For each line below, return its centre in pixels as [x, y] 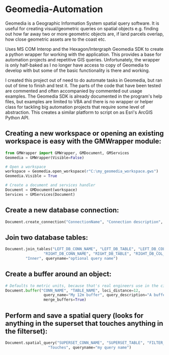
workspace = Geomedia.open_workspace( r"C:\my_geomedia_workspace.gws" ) [82, 171]
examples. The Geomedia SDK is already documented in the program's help [84, 96]
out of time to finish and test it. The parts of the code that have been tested [83, 85]
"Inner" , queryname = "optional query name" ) [72, 258]
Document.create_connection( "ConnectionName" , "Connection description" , [84, 222]
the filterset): [26, 331]
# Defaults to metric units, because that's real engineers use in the [82, 286]
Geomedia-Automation [54, 9]
